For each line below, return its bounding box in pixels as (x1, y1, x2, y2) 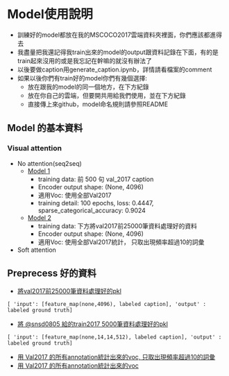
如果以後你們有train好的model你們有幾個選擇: (17, 74, 147, 82)
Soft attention (17, 246, 57, 254)
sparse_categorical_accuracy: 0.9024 (37, 206, 146, 214)
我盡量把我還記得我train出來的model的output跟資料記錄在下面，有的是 (17, 48, 219, 56)
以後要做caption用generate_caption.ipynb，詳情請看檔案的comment (17, 65, 212, 74)
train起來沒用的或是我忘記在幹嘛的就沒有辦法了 (17, 56, 153, 65)
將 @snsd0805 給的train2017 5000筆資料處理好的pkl (17, 320, 169, 328)
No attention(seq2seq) (17, 159, 82, 167)
